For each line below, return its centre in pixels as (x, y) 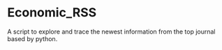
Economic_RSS (52, 13)
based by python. (32, 38)
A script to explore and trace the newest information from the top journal (111, 32)
